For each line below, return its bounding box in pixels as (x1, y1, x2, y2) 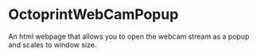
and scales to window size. (8, 39, 97, 49)
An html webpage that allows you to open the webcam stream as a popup (8, 32, 250, 41)
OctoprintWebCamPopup (8, 6, 179, 24)
